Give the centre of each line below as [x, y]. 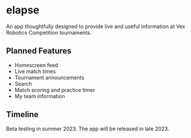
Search [23, 84]
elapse [23, 10]
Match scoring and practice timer [55, 90]
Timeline [23, 115]
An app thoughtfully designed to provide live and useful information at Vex [96, 26]
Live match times [35, 71]
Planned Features [39, 51]
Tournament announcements [50, 77]
